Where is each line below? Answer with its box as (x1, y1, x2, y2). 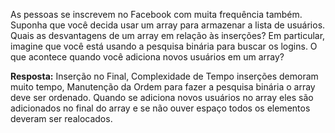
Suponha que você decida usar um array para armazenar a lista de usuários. (10, 19, 326, 31)
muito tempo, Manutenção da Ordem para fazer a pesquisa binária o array (10, 81, 316, 93)
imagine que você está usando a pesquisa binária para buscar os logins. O (10, 40, 318, 52)
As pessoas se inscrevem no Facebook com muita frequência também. (10, 9, 303, 20)
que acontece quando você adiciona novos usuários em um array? (10, 51, 285, 63)
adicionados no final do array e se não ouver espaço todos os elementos (10, 102, 311, 114)
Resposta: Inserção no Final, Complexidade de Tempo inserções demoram (10, 70, 319, 82)
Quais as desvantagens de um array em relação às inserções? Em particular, (10, 30, 326, 41)
